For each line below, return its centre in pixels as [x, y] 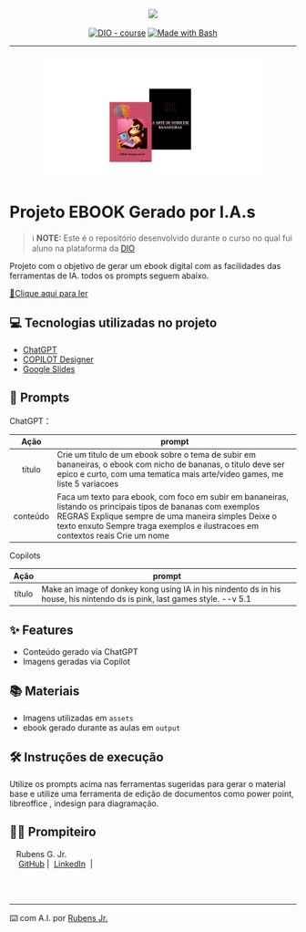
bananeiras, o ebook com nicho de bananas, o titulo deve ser [171, 464]
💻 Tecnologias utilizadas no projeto [113, 323]
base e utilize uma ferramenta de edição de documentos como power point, [152, 793]
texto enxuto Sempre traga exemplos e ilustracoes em [158, 525]
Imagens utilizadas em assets [78, 718]
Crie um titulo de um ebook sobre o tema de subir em [157, 455]
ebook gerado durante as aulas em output [101, 727]
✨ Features [41, 630]
